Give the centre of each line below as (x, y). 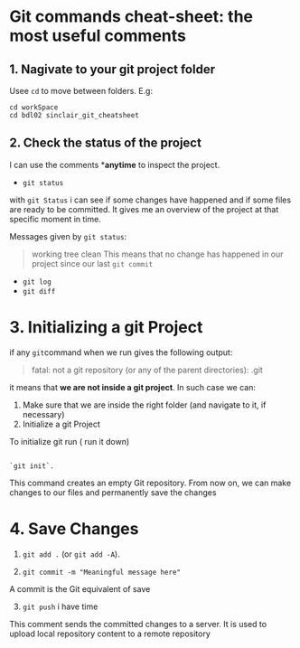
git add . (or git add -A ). (71, 554)
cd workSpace (34, 108)
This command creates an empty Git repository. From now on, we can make (150, 483)
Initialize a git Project (61, 424)
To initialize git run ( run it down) (70, 441)
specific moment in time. (55, 219)
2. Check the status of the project (105, 143)
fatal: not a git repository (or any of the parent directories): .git (147, 370)
